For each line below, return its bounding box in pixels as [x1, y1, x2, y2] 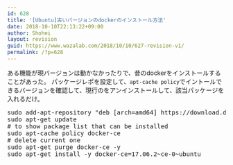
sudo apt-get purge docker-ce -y [7, 143, 121, 151]
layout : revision [7, 36, 58, 43]
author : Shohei [7, 29, 51, 37]
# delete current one [7, 136, 81, 144]
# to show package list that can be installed [7, 122, 169, 130]
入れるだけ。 [7, 94, 44, 103]
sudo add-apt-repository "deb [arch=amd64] [7, 108, 157, 116]
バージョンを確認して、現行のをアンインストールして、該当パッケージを [19, 86, 225, 94]
